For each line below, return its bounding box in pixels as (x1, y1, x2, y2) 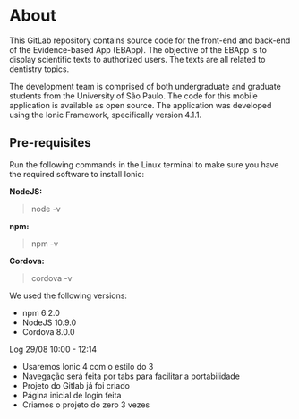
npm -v (30, 238, 59, 249)
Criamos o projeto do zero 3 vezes (21, 399, 150, 410)
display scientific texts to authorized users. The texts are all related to (9, 54, 266, 64)
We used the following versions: (9, 290, 128, 301)
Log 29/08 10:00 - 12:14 (9, 344, 98, 355)
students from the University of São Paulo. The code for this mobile (9, 90, 258, 101)
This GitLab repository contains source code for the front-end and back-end (9, 35, 291, 46)
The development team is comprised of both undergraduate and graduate (9, 81, 282, 91)
